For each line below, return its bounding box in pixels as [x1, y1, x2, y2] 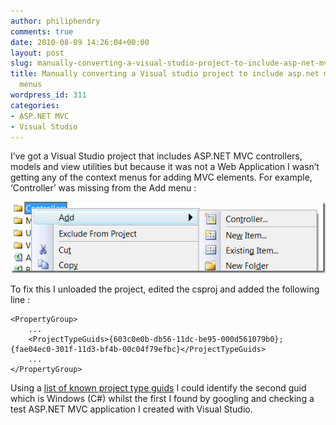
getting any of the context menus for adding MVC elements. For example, [10, 171, 313, 184]
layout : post [10, 48, 65, 58]
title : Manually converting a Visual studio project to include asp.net [10, 69, 320, 79]
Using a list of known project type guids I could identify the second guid [10, 382, 307, 394]
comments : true [10, 26, 74, 37]
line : [10, 294, 31, 306]
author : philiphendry [10, 16, 101, 26]
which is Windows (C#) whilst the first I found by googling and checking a [10, 393, 315, 405]
